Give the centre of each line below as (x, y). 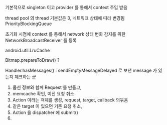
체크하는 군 (25, 77)
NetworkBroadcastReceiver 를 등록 (41, 40)
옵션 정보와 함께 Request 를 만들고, (47, 87)
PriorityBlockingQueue (29, 24)
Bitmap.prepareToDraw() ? (32, 60)
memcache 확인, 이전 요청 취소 (43, 94)
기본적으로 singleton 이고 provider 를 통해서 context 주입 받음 (66, 7)
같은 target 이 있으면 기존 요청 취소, (47, 106)
